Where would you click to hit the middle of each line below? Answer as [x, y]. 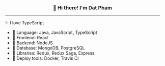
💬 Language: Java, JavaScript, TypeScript [55, 33]
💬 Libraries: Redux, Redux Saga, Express [53, 53]
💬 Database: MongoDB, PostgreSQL [48, 48]
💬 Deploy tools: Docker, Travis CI [45, 58]
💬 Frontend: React [30, 38]
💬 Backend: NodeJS [32, 43]
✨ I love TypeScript [25, 23]
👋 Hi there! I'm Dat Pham [82, 8]
